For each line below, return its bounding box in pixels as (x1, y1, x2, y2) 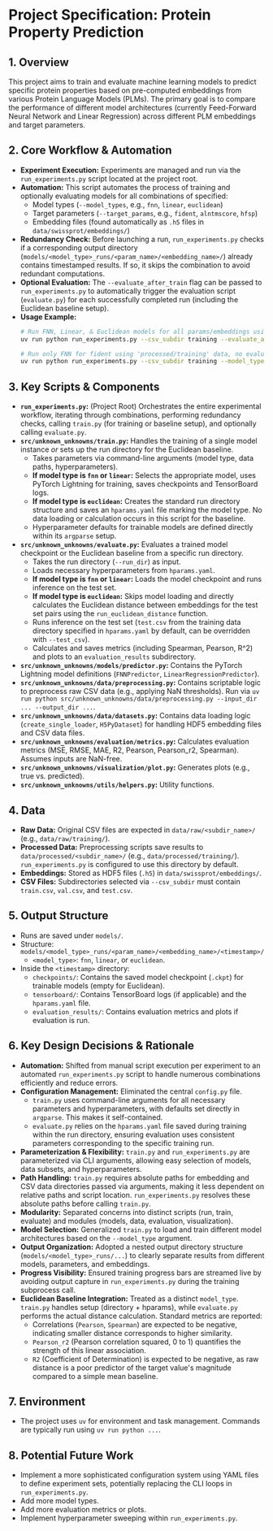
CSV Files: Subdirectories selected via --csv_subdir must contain (19, 876, 241, 887)
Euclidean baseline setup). (19, 303, 110, 313)
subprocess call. (19, 1285, 76, 1295)
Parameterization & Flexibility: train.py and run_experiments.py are (19, 1147, 250, 1156)
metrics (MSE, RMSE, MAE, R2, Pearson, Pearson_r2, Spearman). (19, 745, 240, 755)
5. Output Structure (8, 909, 109, 923)
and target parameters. (8, 120, 85, 129)
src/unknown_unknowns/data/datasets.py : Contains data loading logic (19, 711, 251, 721)
